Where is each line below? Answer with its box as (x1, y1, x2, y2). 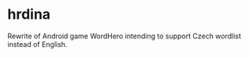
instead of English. (7, 39, 68, 48)
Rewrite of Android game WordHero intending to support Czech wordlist (7, 31, 242, 41)
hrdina (7, 5, 51, 23)
